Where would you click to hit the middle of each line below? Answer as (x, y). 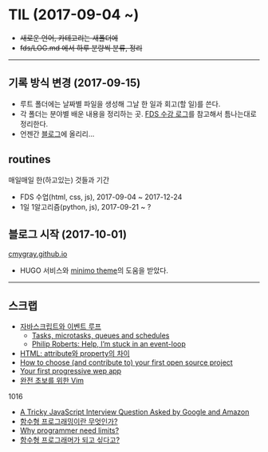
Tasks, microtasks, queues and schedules (100, 336)
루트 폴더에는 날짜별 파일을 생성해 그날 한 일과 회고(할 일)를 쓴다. (120, 104)
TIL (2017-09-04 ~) (74, 15)
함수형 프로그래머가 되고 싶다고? (70, 440)
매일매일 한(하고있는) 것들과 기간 (59, 180)
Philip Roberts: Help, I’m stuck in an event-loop (108, 344)
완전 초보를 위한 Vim (52, 381)
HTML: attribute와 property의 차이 (75, 354)
